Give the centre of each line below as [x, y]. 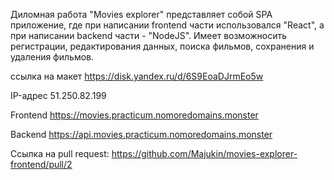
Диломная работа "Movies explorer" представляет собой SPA [141, 14]
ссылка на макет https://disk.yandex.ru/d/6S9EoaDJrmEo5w [137, 76]
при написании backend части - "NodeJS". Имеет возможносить [149, 35]
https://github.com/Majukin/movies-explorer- [204, 153]
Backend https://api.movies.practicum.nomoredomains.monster [141, 134]
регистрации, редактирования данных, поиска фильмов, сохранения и [162, 46]
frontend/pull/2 [41, 164]
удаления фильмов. [52, 57]
